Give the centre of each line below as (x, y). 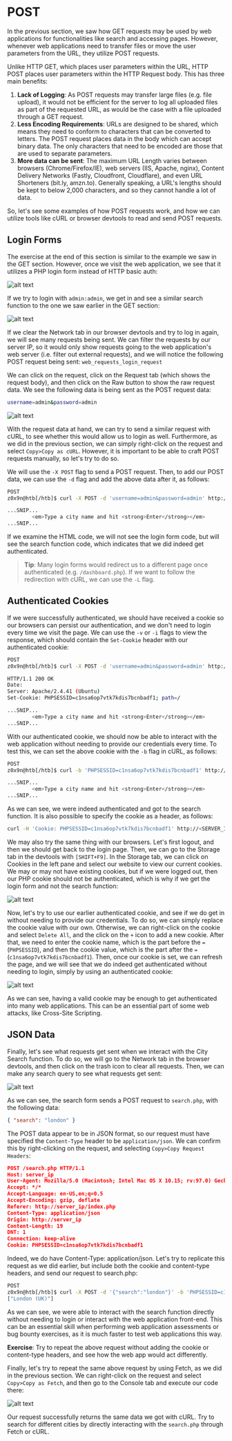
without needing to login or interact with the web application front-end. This (115, 1319)
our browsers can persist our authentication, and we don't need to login (109, 625)
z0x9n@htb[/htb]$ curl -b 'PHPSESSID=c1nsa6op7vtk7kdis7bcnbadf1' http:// (117, 770)
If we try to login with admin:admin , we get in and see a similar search (105, 298)
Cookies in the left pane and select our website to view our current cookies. (115, 864)
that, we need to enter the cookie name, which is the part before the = (106, 942)
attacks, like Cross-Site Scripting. (55, 1013)
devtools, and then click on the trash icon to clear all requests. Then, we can (116, 1066)
